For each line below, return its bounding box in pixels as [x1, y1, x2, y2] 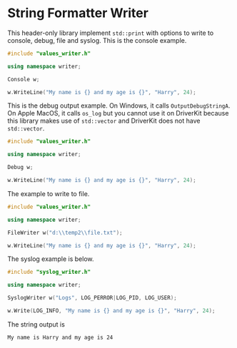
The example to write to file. [7, 189, 90, 198]
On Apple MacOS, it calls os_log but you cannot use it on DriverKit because [7, 109, 229, 118]
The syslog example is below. [7, 255, 94, 263]
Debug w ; [7, 164, 34, 171]
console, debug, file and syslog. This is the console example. [7, 36, 187, 44]
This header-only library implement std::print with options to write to [7, 29, 214, 37]
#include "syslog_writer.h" [7, 269, 91, 276]
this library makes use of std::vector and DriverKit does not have [7, 116, 201, 126]
